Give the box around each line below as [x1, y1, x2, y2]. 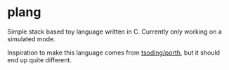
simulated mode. [7, 34, 56, 43]
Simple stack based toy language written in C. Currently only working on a [7, 27, 223, 36]
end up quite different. [7, 55, 72, 64]
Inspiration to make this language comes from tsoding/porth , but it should [7, 48, 220, 57]
